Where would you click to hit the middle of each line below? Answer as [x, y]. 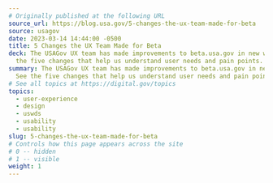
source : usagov [34, 31]
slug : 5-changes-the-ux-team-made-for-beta [83, 136]
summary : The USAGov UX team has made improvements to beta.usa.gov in [132, 69]
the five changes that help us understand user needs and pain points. [140, 62]
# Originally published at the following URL [87, 16]
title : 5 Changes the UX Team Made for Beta [85, 46]
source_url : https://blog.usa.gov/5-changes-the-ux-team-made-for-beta [132, 23]
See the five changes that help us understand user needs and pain [132, 76]
